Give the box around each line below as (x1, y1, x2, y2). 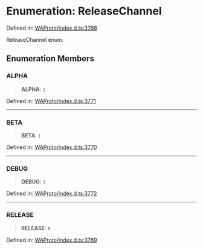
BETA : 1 (21, 131, 41, 139)
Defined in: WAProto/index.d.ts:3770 (6, 144, 97, 151)
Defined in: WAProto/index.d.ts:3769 (6, 236, 98, 244)
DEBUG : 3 (21, 178, 46, 185)
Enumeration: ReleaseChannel (6, 4, 162, 18)
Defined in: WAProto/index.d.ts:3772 (6, 190, 97, 198)
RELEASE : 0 (21, 224, 51, 231)
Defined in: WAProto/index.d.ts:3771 (6, 97, 97, 104)
